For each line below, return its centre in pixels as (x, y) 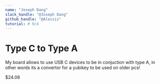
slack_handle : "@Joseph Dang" (37, 14)
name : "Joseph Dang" (27, 10)
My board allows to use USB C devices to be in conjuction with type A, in (80, 62)
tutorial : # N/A (22, 24)
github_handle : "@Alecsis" (33, 19)
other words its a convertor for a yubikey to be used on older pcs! (73, 67)
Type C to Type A (41, 48)
